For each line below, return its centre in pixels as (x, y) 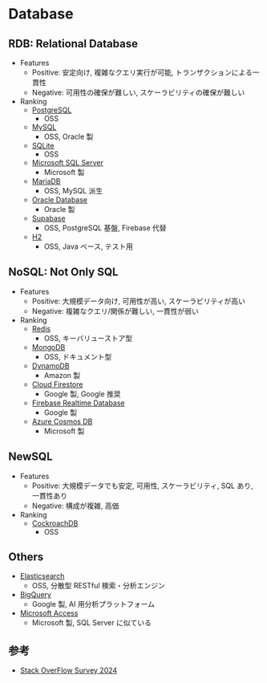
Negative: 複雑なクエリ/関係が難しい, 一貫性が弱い (115, 311)
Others (26, 557)
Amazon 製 (62, 375)
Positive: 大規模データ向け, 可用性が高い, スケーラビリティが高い (139, 301)
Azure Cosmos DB (62, 421)
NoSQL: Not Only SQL (63, 272)
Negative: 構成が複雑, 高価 (75, 506)
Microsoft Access (49, 613)
